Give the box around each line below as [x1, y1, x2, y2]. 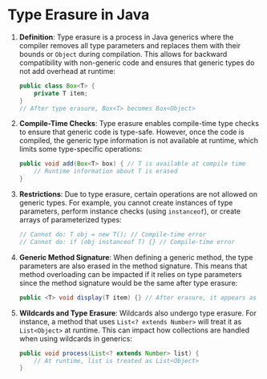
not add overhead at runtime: [18, 66, 115, 75]
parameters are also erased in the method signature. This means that [18, 261, 248, 271]
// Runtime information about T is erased [34, 167, 178, 176]
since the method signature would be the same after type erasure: [18, 278, 238, 287]
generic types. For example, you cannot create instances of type [18, 198, 233, 208]
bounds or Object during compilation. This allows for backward [18, 49, 228, 59]
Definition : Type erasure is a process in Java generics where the [18, 32, 234, 42]
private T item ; [34, 89, 88, 97]
